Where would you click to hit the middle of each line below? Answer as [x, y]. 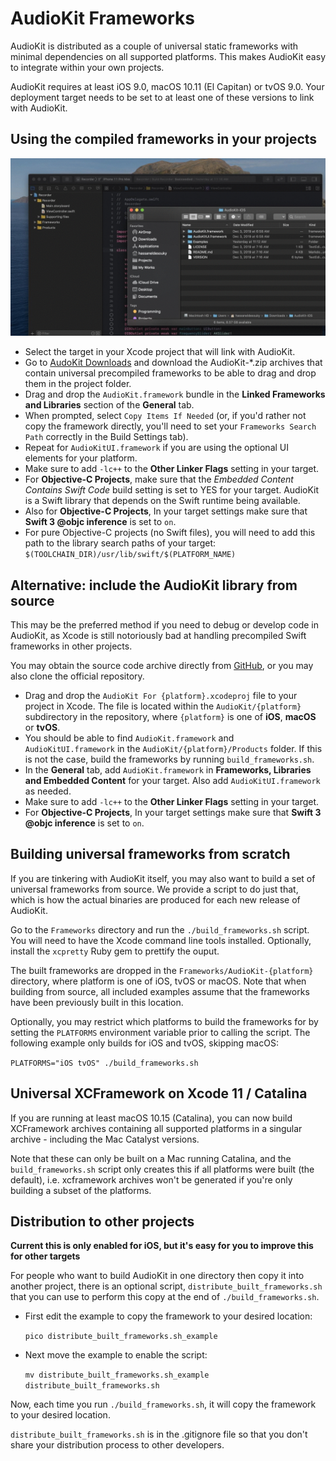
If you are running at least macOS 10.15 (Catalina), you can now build [151, 1118]
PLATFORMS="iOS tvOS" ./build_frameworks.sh [104, 1063]
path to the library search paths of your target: [120, 543]
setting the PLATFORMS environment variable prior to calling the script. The [160, 1032]
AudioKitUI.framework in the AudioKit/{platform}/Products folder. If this [173, 749]
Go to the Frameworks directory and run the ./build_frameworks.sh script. [160, 929]
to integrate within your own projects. [87, 67]
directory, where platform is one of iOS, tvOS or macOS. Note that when [158, 981]
